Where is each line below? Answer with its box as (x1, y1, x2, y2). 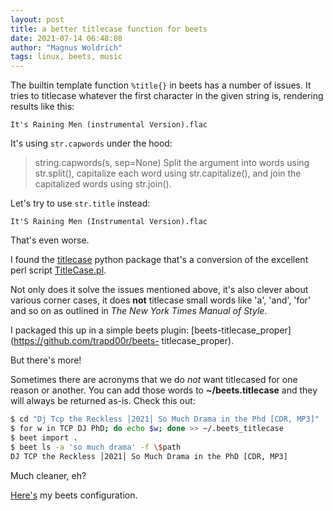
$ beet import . (10, 432, 78, 443)
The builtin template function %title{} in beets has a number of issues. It (10, 79, 312, 91)
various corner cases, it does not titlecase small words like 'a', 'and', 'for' (10, 294, 312, 306)
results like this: (10, 101, 75, 113)
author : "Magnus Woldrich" (10, 42, 123, 53)
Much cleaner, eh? (10, 469, 87, 481)
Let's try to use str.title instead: (10, 197, 151, 210)
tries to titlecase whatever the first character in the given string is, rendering (10, 90, 324, 102)
